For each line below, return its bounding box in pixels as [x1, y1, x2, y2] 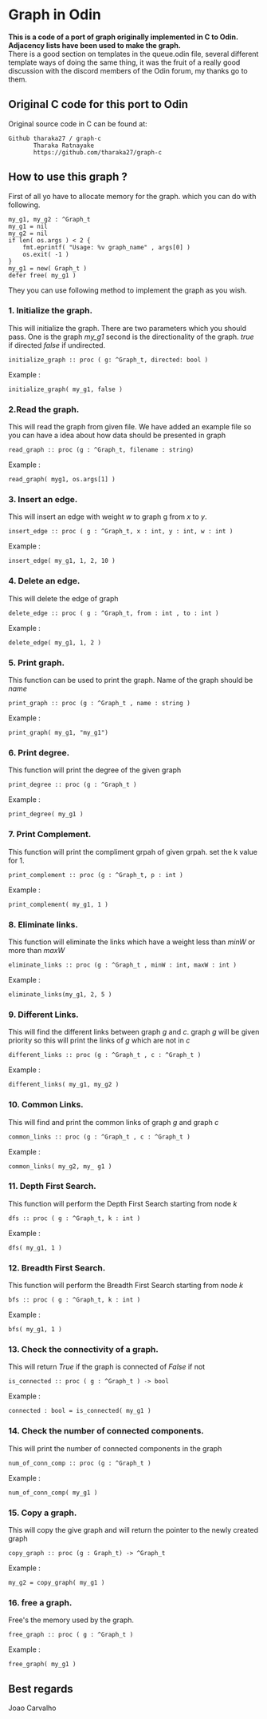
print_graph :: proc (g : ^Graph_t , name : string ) [8, 700, 191, 708]
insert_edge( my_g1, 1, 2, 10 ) [8, 557, 116, 565]
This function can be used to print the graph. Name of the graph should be [8, 676, 253, 685]
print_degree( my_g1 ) [8, 810, 84, 819]
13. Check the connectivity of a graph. [8, 1344, 159, 1355]
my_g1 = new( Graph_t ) [8, 264, 88, 273]
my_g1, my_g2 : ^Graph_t [8, 215, 91, 223]
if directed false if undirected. [8, 340, 106, 349]
